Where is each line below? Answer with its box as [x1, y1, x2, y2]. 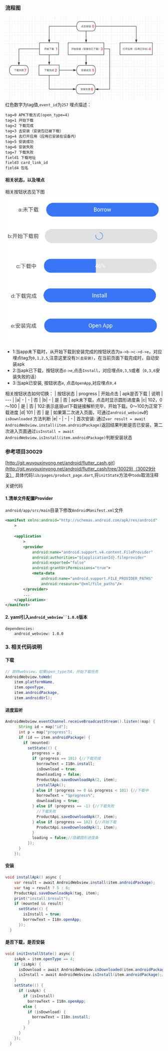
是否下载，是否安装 [5, 939, 45, 945]
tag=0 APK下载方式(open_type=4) [5, 113, 70, 118]
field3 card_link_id [5, 160, 48, 165]
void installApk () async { [5, 875, 61, 880]
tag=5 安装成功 [5, 139, 34, 144]
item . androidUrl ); [14, 695, 52, 700]
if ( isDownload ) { [27, 1009, 66, 1014]
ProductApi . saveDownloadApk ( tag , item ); [14, 891, 99, 896]
